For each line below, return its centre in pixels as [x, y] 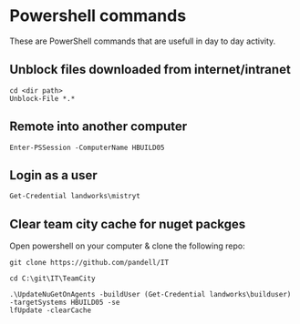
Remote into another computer [98, 127]
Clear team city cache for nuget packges [128, 224]
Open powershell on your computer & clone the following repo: [127, 246]
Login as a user [53, 175]
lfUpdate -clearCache [51, 310]
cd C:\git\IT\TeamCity [52, 278]
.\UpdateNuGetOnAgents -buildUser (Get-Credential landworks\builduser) [150, 295]
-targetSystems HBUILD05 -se [65, 303]
